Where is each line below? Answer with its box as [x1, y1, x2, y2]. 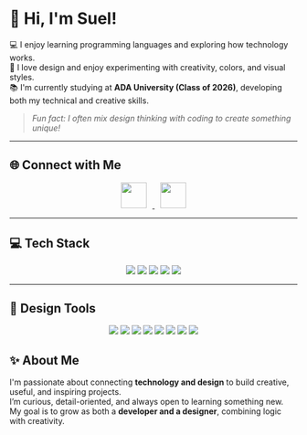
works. [9, 52, 36, 63]
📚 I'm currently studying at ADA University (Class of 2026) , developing [9, 81, 282, 92]
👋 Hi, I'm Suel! [9, 8, 117, 29]
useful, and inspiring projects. [9, 387, 122, 398]
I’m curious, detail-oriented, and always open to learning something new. [9, 397, 284, 408]
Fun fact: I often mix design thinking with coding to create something [31, 112, 291, 123]
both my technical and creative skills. [9, 95, 149, 106]
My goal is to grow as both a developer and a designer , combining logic [9, 406, 281, 417]
